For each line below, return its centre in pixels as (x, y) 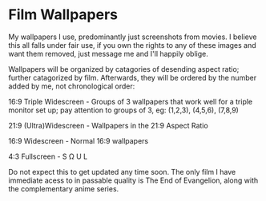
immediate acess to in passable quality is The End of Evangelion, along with (133, 180)
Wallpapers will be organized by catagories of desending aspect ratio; (124, 69)
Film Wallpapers (63, 15)
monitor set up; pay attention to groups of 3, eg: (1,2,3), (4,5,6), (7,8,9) (123, 110)
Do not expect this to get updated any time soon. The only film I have (122, 171)
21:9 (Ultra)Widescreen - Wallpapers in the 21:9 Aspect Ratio (108, 125)
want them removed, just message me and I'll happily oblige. (108, 53)
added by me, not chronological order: (72, 86)
